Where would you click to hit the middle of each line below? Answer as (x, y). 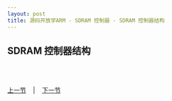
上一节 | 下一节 (34, 90)
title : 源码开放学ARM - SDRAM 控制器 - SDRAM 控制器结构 (86, 20)
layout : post (27, 14)
